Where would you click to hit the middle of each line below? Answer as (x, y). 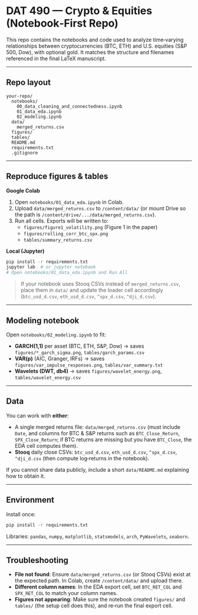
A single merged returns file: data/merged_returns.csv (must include (98, 427)
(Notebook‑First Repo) (62, 23)
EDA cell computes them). (46, 445)
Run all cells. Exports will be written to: (62, 221)
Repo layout (29, 83)
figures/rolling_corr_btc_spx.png (66, 234)
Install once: (21, 514)
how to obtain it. (26, 476)
